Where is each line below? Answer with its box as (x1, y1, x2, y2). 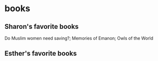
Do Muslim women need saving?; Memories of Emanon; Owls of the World (4, 35, 154, 41)
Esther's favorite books (4, 49, 77, 58)
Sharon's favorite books (4, 22, 79, 31)
